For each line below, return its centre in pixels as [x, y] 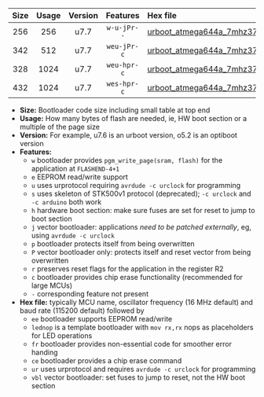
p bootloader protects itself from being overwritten [113, 244]
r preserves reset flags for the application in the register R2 [127, 269]
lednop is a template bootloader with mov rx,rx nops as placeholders [142, 327]
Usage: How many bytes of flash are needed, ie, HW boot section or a [133, 118]
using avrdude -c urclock [73, 235]
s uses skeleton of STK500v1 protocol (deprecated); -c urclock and [141, 193]
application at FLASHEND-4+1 [75, 169]
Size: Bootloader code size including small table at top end [115, 110]
